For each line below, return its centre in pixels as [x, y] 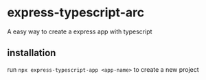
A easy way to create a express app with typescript [80, 31]
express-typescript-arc [76, 13]
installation [32, 53]
